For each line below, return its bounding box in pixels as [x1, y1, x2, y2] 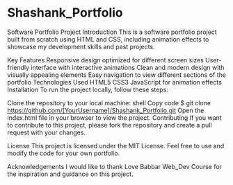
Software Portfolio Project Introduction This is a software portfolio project [7, 28, 217, 36]
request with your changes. [7, 128, 86, 136]
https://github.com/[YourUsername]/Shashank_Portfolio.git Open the [7, 106, 204, 114]
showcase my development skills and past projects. [7, 42, 155, 51]
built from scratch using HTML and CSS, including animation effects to [7, 35, 209, 43]
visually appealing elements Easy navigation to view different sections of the [7, 71, 226, 79]
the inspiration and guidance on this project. [7, 170, 134, 178]
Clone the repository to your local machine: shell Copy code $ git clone [7, 98, 211, 107]
